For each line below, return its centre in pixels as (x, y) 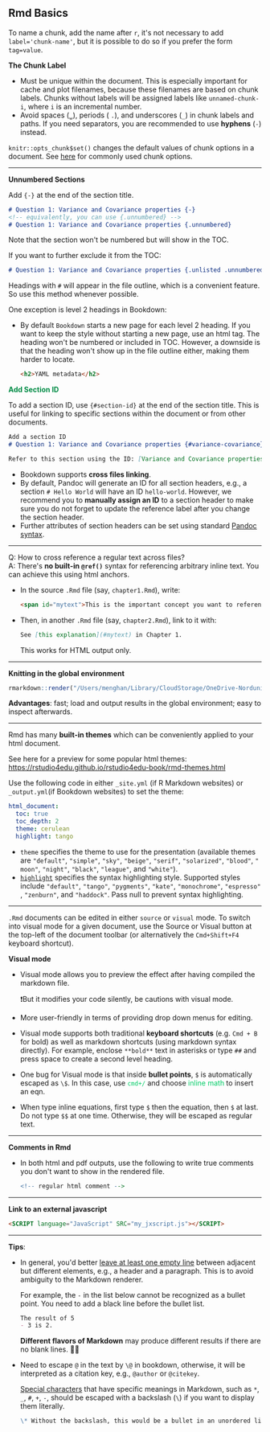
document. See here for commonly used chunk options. (100, 156)
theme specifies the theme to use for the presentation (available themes (137, 851)
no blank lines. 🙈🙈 (50, 1349)
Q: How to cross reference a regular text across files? (96, 557)
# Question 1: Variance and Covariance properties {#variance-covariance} (136, 445)
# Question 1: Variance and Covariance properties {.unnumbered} (120, 224)
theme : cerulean (43, 829)
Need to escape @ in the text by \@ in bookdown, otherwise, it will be (133, 1365)
